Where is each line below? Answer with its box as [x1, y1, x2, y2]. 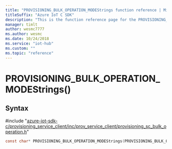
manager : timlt [5, 22, 38, 27]
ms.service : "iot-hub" [5, 41, 54, 46]
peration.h [5, 128, 27, 135]
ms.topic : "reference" [5, 50, 54, 55]
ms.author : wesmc [5, 31, 42, 36]
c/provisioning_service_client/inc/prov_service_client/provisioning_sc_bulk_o [5, 123, 167, 129]
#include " [5, 118, 27, 124]
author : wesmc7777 [5, 27, 45, 32]
